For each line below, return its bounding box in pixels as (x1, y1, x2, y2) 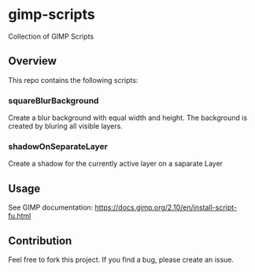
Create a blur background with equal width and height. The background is (8, 113, 248, 123)
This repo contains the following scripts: (8, 75, 139, 84)
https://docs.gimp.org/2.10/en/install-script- (94, 203, 238, 212)
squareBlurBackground (8, 95, 99, 106)
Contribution (8, 234, 72, 248)
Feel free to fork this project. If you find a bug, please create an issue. (8, 255, 235, 264)
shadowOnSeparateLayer (8, 140, 109, 151)
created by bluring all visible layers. (8, 121, 124, 131)
